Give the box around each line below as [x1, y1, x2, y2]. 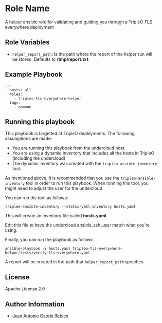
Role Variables [5, 38, 50, 47]
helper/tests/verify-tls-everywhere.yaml [5, 251, 90, 255]
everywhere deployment [5, 24, 54, 30]
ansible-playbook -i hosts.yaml [5, 246, 71, 251]
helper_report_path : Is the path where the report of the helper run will [12, 51, 152, 57]
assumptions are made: [5, 136, 52, 141]
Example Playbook [5, 70, 62, 79]
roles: [9, 92, 23, 97]
